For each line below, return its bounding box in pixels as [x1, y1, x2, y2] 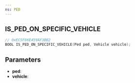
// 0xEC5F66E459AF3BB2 [5, 38, 51, 42]
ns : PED [5, 7, 21, 12]
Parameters [5, 55, 41, 64]
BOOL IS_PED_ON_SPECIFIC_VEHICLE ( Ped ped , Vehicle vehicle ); [5, 42, 131, 47]
